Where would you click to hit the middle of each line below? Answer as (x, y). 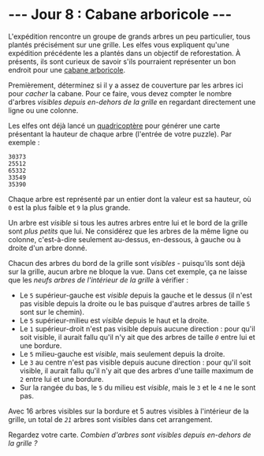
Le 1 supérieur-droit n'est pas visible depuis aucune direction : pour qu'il (138, 328)
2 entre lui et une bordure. (61, 379)
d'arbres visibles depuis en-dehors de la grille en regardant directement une (132, 102)
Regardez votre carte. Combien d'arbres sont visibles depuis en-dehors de (130, 435)
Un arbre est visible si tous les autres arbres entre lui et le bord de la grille (128, 222)
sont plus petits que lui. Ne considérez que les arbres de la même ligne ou (128, 231)
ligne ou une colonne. (43, 110)
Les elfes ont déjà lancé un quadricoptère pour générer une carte (114, 125)
